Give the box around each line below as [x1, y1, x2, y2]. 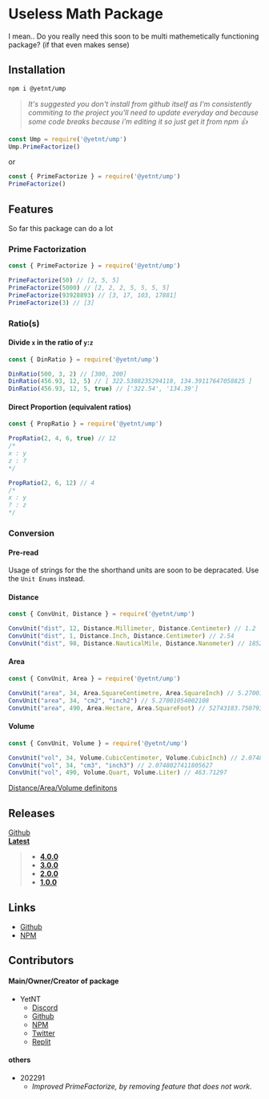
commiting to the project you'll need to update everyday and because [27, 108, 259, 117]
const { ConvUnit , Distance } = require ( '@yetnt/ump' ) [8, 610, 195, 618]
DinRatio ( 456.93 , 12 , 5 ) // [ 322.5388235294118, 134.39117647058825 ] [8, 377, 252, 385]
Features [8, 202, 54, 216]
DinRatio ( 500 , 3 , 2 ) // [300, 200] [8, 370, 127, 378]
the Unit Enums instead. [8, 574, 86, 584]
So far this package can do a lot [8, 223, 114, 233]
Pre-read [8, 547, 39, 557]
